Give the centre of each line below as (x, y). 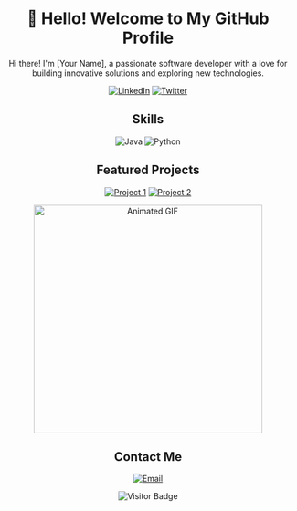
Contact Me (148, 457)
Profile (148, 38)
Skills (148, 119)
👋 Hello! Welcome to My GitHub (148, 19)
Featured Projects (148, 170)
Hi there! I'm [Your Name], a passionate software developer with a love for (148, 63)
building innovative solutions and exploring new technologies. (148, 73)
